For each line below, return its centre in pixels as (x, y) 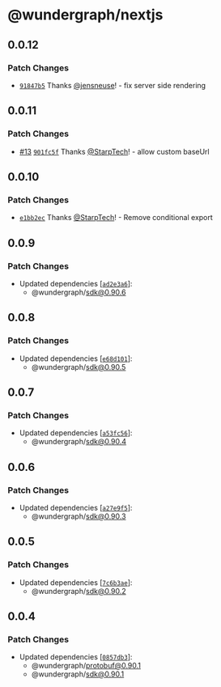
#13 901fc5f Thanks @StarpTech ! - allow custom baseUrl (114, 151)
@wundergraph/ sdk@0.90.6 (79, 292)
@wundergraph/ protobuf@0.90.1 (86, 666)
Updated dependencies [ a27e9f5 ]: (76, 508)
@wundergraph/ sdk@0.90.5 (79, 367)
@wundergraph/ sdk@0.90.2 (79, 591)
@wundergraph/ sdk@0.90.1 (78, 674)
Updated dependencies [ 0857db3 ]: (76, 657)
